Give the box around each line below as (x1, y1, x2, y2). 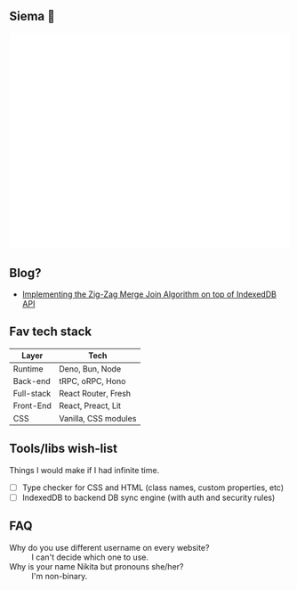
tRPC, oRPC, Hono (59, 375, 126, 386)
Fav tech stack (9, 324, 92, 340)
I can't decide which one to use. (31, 552, 149, 562)
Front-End (12, 400, 52, 411)
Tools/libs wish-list (9, 441, 118, 456)
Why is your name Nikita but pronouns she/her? (9, 561, 184, 571)
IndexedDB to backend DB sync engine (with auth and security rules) (21, 492, 276, 503)
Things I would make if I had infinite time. (9, 464, 160, 475)
